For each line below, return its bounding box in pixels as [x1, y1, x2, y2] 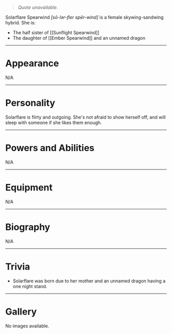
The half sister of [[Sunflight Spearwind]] [12, 30, 100, 35]
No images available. [5, 323, 50, 329]
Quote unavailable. [17, 5, 58, 10]
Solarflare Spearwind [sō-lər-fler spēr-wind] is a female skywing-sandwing [5, 14, 164, 20]
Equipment [5, 182, 53, 193]
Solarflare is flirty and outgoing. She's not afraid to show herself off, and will [5, 114, 166, 120]
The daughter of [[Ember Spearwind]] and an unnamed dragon [12, 35, 146, 41]
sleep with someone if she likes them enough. [5, 120, 102, 126]
